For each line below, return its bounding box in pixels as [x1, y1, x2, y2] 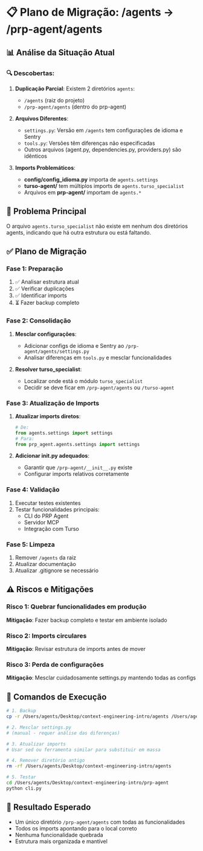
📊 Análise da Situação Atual [6, 47, 115, 58]
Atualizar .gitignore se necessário [14, 567, 98, 574]
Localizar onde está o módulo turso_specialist [24, 377, 143, 384]
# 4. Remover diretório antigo [6, 758, 85, 764]
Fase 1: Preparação [6, 265, 63, 273]
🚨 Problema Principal [6, 206, 86, 216]
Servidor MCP [24, 518, 59, 526]
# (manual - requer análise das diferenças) [6, 730, 120, 736]
